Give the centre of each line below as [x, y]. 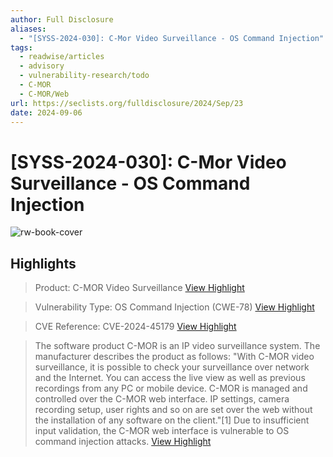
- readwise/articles [62, 57]
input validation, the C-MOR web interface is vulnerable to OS [162, 431]
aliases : [28, 29]
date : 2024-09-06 [46, 112]
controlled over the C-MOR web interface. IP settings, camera [162, 399]
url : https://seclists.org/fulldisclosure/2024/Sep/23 [127, 103]
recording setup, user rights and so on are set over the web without [173, 410]
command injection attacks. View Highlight [123, 442]
